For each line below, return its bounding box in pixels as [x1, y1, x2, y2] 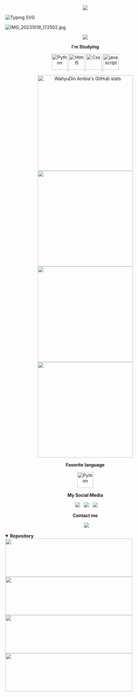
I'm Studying [71, 44, 99, 49]
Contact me [73, 512, 98, 519]
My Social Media [67, 492, 103, 498]
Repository [10, 533, 34, 539]
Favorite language [65, 462, 105, 468]
